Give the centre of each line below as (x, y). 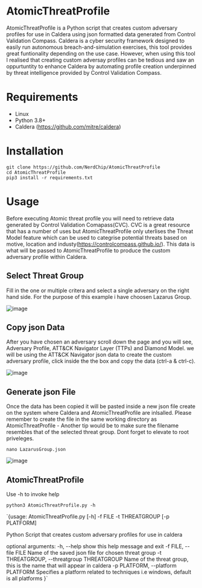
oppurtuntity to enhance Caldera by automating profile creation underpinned (101, 66)
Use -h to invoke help (33, 494)
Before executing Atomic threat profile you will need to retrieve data (90, 218)
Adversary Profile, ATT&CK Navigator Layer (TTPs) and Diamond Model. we (100, 348)
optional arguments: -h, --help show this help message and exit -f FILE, (95, 546)
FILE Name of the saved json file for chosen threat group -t (88, 553)
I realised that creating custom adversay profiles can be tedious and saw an (100, 60)
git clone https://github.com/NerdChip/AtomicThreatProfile (84, 167)
